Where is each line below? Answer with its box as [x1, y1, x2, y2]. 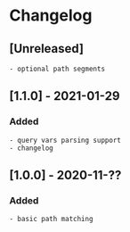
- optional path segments [9, 64, 105, 73]
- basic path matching [9, 215, 93, 224]
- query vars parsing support [9, 136, 122, 145]
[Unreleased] [9, 41, 85, 56]
